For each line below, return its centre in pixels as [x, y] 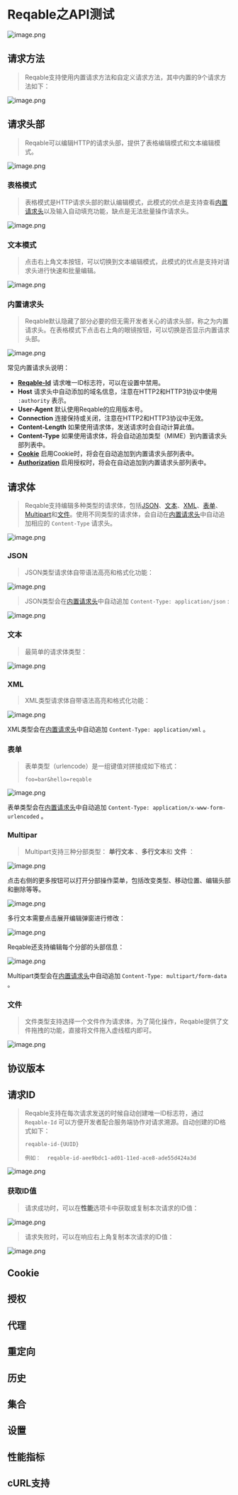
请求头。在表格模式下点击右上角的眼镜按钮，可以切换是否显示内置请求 [127, 330]
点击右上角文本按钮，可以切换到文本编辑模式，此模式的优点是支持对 [124, 262]
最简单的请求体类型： [56, 651]
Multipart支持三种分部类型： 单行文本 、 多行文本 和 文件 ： [109, 851]
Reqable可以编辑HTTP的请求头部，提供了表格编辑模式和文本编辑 [119, 143]
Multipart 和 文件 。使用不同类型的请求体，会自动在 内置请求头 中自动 [121, 514]
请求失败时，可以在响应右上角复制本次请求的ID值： [99, 1236]
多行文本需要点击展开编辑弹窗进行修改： [66, 918]
